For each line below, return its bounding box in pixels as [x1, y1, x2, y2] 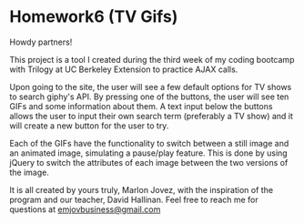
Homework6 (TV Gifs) [9, 6, 178, 27]
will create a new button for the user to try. [9, 120, 169, 131]
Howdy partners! [9, 36, 73, 47]
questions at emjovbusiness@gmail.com [9, 203, 161, 215]
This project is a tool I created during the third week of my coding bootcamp [9, 54, 295, 65]
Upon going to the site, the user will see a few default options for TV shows [9, 81, 292, 92]
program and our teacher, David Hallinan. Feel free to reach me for [9, 194, 259, 205]
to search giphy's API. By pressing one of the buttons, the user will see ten [9, 91, 289, 102]
